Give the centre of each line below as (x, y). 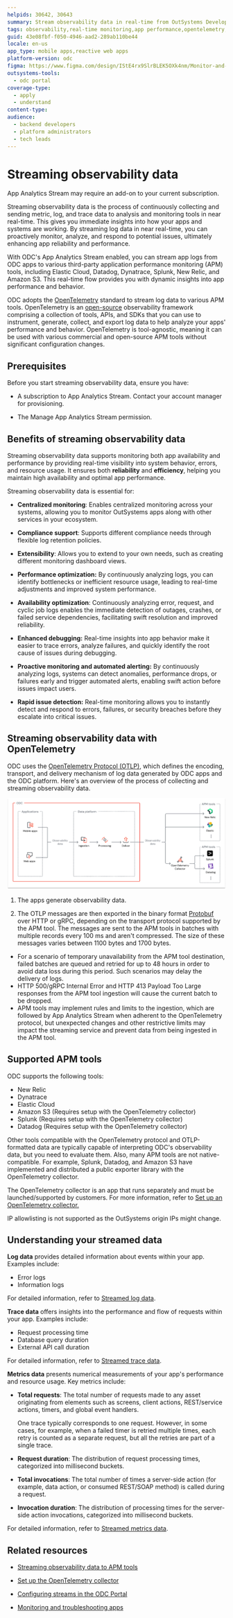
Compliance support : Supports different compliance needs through (114, 533)
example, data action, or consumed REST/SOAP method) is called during (121, 1487)
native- (209, 1155)
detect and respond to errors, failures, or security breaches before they (119, 709)
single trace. (35, 1445)
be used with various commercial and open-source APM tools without (107, 337)
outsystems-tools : (34, 73)
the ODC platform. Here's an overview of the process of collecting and (108, 781)
